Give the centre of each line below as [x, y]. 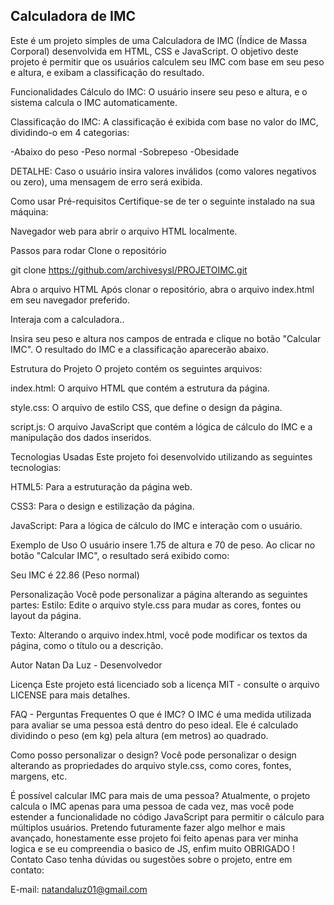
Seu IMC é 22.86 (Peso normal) [75, 575]
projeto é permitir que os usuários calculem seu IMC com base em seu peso [167, 61]
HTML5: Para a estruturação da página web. [101, 486]
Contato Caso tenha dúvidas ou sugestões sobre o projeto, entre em [151, 859]
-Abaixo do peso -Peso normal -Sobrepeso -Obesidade [125, 151]
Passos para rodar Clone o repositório [88, 250]
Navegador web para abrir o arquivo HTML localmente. [124, 231]
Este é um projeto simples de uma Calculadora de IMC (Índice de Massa [159, 40]
